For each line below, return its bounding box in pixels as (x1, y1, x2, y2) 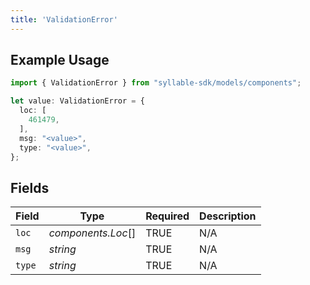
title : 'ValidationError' (10, 14, 118, 25)
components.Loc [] (48, 226, 137, 240)
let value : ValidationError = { (10, 96, 145, 106)
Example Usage (10, 52, 110, 69)
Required (145, 209, 190, 223)
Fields (10, 179, 50, 196)
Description (199, 209, 257, 223)
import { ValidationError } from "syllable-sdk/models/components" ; (10, 78, 302, 88)
